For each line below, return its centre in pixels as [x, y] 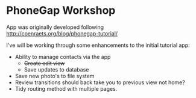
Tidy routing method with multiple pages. [66, 88]
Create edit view [44, 63]
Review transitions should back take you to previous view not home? [100, 82]
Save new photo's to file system [55, 76]
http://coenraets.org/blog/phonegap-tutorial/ [62, 33]
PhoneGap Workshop [61, 11]
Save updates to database [56, 69]
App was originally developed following [55, 27]
